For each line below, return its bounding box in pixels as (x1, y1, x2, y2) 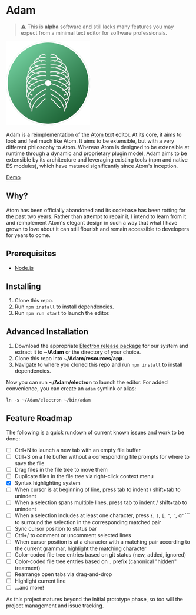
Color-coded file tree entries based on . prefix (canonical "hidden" (14, 558, 177, 565)
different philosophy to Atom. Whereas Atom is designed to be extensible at (6, 143, 190, 150)
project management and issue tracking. (6, 602, 104, 609)
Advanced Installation (6, 327, 89, 337)
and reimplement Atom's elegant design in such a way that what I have (6, 219, 178, 226)
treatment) (14, 564, 41, 571)
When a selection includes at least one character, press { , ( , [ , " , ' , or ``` (14, 512, 190, 519)
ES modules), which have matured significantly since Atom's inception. (6, 162, 178, 169)
